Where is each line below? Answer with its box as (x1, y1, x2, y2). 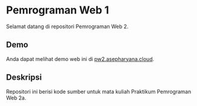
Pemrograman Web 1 (6, 4, 109, 17)
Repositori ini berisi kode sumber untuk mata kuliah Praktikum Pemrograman (6, 88, 191, 95)
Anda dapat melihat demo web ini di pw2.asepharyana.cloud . (6, 55, 155, 62)
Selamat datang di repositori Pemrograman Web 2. (6, 23, 129, 30)
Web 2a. (6, 94, 26, 101)
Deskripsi (6, 73, 42, 83)
